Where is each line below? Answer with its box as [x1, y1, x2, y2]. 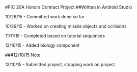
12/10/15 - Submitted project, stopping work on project [5, 62, 115, 67]
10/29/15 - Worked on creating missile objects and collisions [5, 23, 127, 29]
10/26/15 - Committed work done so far [5, 14, 85, 19]
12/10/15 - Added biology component [5, 42, 80, 48]
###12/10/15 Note [5, 52, 41, 58]
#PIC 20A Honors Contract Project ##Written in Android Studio [5, 4, 133, 10]
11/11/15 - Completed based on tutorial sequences [5, 33, 105, 38]
